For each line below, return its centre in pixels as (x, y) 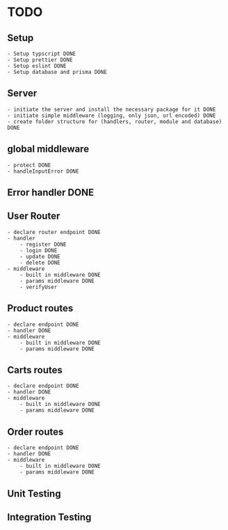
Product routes (40, 308)
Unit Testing (34, 493)
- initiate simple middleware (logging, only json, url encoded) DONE (112, 116)
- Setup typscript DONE (42, 54)
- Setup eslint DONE (37, 66)
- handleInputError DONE (43, 171)
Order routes (35, 431)
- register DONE (43, 244)
